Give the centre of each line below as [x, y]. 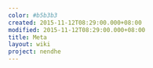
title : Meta [27, 37]
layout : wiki [29, 45]
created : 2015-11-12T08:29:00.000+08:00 [75, 23]
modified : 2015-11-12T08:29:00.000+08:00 [77, 30]
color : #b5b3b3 [33, 15]
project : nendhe [35, 52]
